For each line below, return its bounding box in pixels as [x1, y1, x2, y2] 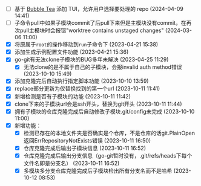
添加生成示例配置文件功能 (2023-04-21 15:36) [14, 48, 129, 56]
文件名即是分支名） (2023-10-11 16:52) [23, 159, 120, 167]
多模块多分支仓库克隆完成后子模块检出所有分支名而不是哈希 [23, 167, 173, 174]
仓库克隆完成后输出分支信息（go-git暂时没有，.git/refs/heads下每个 [23, 152, 193, 159]
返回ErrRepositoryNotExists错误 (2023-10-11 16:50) [23, 136, 151, 144]
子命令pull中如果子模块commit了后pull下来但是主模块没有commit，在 [14, 19, 186, 27]
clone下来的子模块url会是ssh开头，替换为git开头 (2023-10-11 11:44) [14, 100, 182, 107]
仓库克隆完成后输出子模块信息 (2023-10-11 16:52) [23, 144, 147, 152]
